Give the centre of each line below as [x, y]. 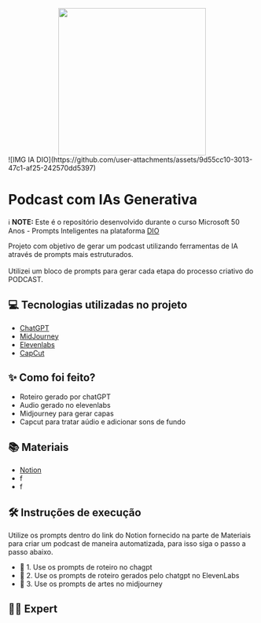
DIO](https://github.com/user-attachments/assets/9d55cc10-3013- [145, 159]
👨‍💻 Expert [33, 608]
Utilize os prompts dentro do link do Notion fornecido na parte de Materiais [130, 535]
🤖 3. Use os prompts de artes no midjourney [91, 584]
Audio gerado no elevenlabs [65, 405]
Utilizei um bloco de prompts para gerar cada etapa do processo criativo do [131, 271]
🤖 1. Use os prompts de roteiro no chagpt [86, 567]
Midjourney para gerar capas [66, 413]
